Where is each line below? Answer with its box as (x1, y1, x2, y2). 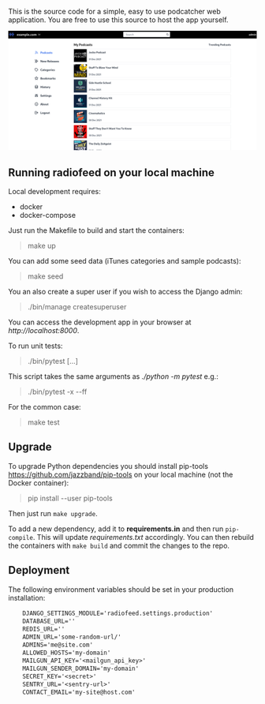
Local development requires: (8, 186, 101, 196)
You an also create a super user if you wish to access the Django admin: (8, 286, 243, 296)
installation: (8, 593, 46, 602)
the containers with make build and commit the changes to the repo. (8, 541, 230, 550)
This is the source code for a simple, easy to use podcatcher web (8, 7, 221, 16)
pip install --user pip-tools (27, 493, 113, 503)
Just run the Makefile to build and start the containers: (8, 225, 185, 235)
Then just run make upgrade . (8, 508, 98, 518)
